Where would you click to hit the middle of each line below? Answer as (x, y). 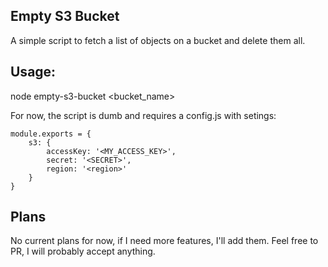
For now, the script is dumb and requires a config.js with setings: (143, 115)
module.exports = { (51, 134)
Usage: (33, 72)
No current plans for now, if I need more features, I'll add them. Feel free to (164, 241)
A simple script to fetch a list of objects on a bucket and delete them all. (158, 40)
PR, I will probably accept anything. (83, 251)
